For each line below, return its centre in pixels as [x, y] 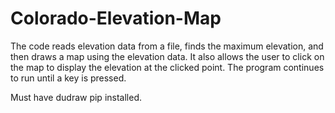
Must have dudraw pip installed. [76, 97]
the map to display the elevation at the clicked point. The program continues [167, 67]
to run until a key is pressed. [68, 78]
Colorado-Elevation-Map [116, 18]
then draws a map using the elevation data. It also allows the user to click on [167, 56]
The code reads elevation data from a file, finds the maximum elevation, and [167, 46]
